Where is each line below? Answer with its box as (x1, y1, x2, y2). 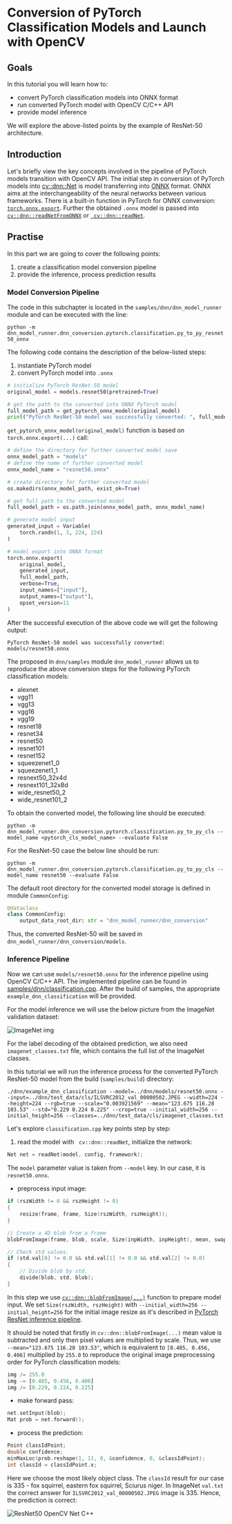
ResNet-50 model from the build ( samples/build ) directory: (7, 1075, 175, 1083)
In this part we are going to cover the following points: (7, 249, 161, 258)
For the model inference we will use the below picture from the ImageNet (7, 1005, 215, 1014)
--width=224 (183, 1094, 217, 1101)
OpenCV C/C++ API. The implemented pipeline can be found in (7, 977, 187, 985)
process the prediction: (17, 1429, 84, 1437)
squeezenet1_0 (17, 758, 60, 767)
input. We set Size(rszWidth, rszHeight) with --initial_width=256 (7, 1300, 198, 1309)
